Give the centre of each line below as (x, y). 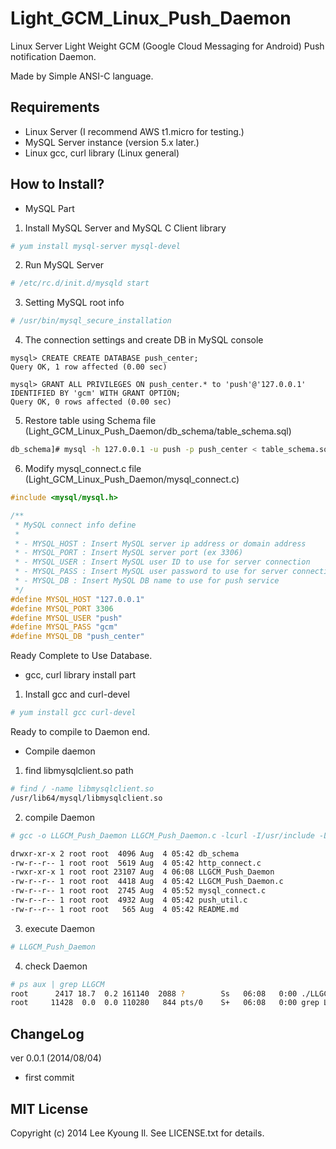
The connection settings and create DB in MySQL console (144, 340)
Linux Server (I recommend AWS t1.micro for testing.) (134, 131)
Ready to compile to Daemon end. (80, 732)
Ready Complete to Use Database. (81, 656)
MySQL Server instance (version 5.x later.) (112, 142)
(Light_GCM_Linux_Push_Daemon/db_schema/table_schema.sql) (158, 431)
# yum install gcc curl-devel (73, 713)
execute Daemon (60, 928)
